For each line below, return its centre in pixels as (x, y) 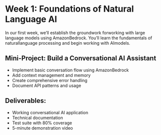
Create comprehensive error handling (50, 80)
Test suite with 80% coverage (42, 123)
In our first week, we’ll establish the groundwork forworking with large (75, 33)
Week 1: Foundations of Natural (70, 9)
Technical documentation (37, 118)
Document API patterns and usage (46, 85)
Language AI (31, 19)
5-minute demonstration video (43, 128)
